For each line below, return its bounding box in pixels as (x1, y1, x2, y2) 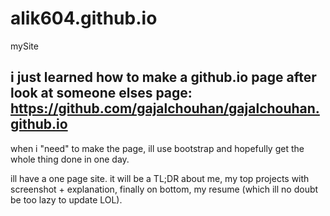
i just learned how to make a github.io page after (10, 69, 317, 86)
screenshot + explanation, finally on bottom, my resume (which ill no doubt (10, 183, 319, 195)
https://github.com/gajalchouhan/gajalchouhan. (10, 100, 320, 117)
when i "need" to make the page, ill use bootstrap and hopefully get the (10, 142, 305, 154)
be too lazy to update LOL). (10, 193, 123, 206)
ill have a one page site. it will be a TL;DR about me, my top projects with (10, 172, 310, 184)
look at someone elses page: (10, 85, 193, 102)
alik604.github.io (10, 7, 158, 30)
